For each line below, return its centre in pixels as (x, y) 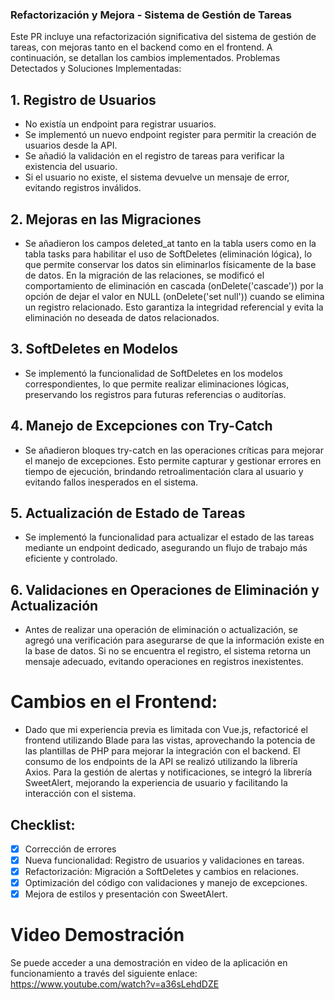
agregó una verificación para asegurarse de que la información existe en (174, 640)
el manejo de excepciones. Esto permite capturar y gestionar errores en (173, 460)
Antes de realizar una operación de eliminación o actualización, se (161, 630)
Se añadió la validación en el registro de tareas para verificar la (154, 156)
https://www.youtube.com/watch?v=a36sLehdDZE (115, 984)
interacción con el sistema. (80, 794)
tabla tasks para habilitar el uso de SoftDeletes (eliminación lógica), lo (168, 254)
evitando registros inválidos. (83, 188)
